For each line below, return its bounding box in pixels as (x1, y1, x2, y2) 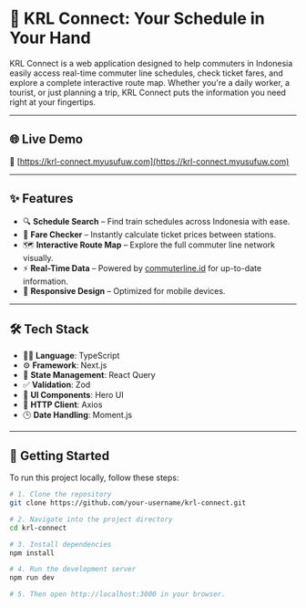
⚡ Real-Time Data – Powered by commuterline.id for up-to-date (22, 262, 262, 273)
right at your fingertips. (9, 96, 97, 108)
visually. (22, 252, 54, 263)
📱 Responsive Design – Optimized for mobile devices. (22, 285, 226, 296)
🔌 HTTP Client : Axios (22, 399, 103, 410)
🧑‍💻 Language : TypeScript (22, 351, 120, 362)
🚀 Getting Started (9, 447, 110, 464)
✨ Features (9, 191, 74, 206)
